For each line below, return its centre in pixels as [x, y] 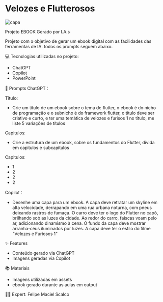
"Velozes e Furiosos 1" [35, 234]
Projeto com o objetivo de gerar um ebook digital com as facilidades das [78, 41]
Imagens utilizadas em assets [42, 279]
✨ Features [16, 243]
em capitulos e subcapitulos [41, 148]
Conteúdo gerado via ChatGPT [43, 253]
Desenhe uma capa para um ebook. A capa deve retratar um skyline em [85, 202]
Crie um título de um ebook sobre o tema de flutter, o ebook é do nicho [84, 107]
